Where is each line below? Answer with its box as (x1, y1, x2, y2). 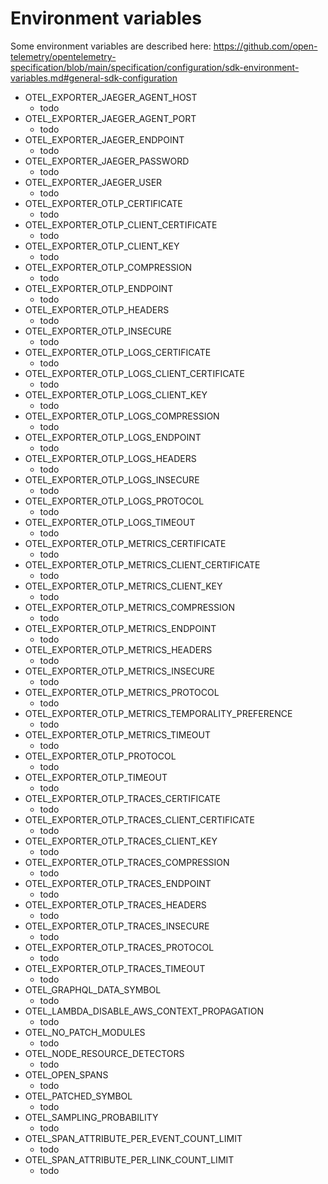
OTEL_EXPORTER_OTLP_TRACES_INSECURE (24, 920, 210, 932)
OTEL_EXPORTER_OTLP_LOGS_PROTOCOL (24, 495, 205, 507)
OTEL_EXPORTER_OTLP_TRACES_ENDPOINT (24, 877, 212, 889)
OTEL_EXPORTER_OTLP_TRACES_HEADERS (24, 898, 207, 911)
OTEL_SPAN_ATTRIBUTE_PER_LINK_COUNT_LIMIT (24, 1153, 235, 1166)
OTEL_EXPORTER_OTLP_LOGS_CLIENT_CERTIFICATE (24, 367, 246, 379)
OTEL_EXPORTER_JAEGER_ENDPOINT (24, 133, 185, 146)
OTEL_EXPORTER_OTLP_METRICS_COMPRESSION (24, 601, 236, 613)
